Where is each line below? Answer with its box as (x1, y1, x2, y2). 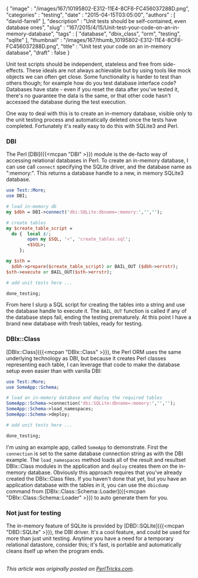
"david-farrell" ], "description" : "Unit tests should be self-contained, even (6, 18, 186, 24)
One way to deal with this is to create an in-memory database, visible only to (6, 110, 193, 117)
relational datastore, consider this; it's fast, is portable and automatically (6, 541, 182, 548)
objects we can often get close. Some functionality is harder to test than (6, 74, 181, 80)
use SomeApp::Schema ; (6, 384, 60, 390)
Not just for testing (6, 509, 61, 517)
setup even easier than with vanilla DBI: (6, 367, 102, 374)
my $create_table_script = (6, 225, 73, 231)
